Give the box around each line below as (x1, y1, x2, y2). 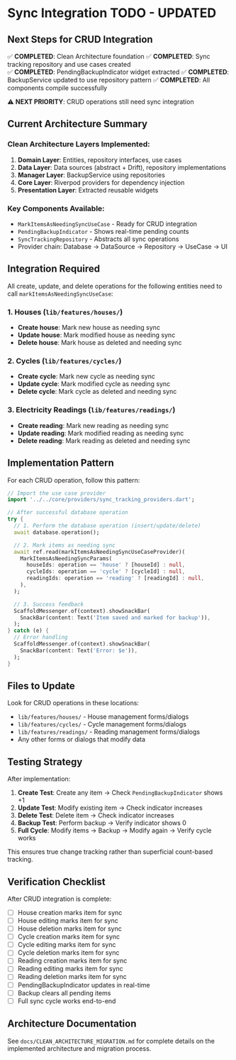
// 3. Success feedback (13, 601, 84, 608)
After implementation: (7, 775, 71, 783)
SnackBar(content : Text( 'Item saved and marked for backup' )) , (20, 614, 211, 621)
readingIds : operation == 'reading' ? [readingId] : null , (26, 574, 204, 582)
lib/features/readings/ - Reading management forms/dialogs (17, 727, 201, 737)
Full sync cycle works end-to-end (17, 997, 116, 1005)
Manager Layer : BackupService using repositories (17, 171, 165, 179)
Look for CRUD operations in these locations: (7, 699, 140, 707)
